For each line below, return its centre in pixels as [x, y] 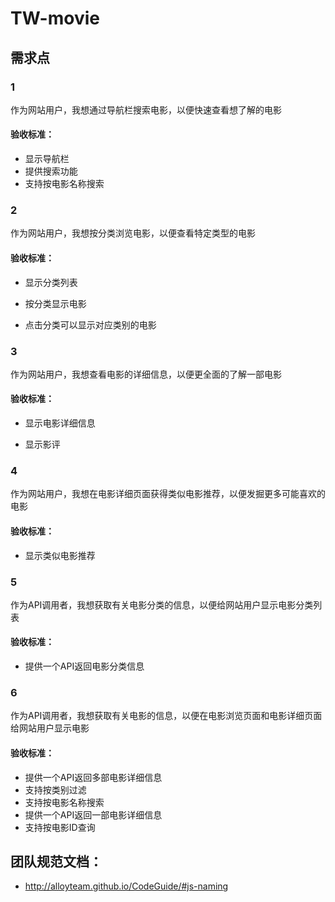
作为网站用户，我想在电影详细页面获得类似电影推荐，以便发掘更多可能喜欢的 [168, 494]
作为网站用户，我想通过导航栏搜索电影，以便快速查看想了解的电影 [146, 109]
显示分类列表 [51, 282]
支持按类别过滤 [55, 789]
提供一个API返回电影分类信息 [84, 666]
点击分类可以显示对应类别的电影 [90, 324]
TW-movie [55, 18]
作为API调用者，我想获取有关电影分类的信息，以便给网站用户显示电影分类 [162, 604]
